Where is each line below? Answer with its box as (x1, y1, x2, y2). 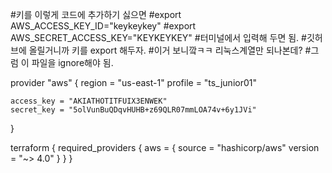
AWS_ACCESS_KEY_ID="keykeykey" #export (10, 20, 197, 32)
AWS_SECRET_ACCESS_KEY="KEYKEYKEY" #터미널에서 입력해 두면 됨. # (10, 32, 307, 43)
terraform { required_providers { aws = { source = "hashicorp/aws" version (10, 142, 320, 153)
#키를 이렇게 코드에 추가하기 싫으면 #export (10, 9, 182, 20)
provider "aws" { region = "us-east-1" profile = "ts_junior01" (10, 77, 257, 88)
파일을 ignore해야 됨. (31, 57, 114, 68)
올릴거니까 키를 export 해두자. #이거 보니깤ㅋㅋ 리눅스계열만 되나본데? (28, 44, 303, 56)
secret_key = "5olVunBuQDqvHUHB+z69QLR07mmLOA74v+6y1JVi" (10, 105, 257, 115)
